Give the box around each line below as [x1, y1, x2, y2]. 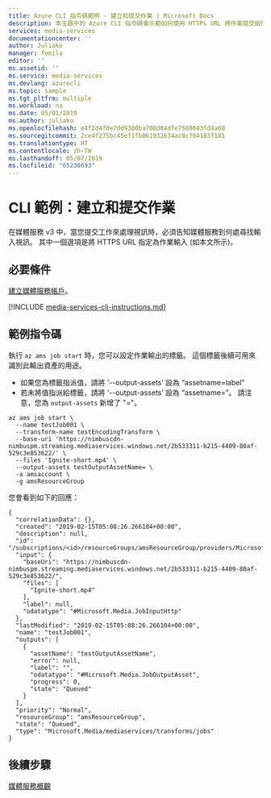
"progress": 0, [29, 678, 81, 686]
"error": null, [29, 656, 81, 665]
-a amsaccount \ [15, 470, 70, 478]
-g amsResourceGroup [15, 477, 85, 485]
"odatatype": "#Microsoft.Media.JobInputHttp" [23, 607, 182, 615]
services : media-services [8, 27, 95, 35]
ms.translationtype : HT [8, 139, 89, 148]
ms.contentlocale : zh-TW [8, 147, 92, 155]
